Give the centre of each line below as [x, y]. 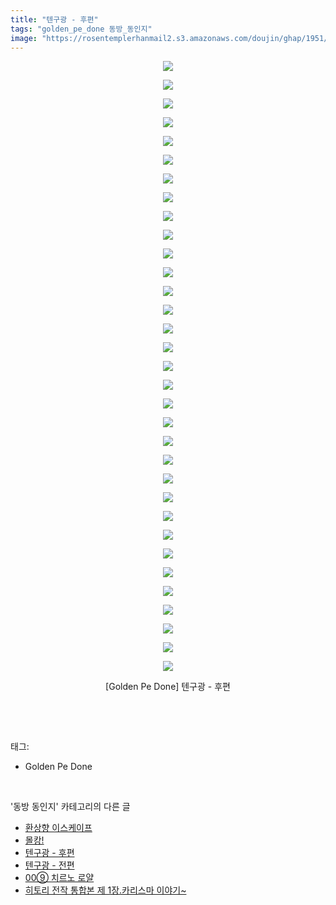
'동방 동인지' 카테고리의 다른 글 [70, 807]
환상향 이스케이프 [58, 828]
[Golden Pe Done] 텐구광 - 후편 [168, 687]
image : [24, 38]
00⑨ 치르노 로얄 [59, 878]
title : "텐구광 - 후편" [54, 19]
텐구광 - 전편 [49, 865]
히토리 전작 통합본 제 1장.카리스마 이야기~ [105, 890]
